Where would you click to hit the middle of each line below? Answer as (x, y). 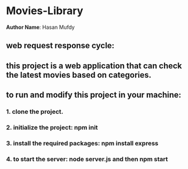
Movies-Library (45, 11)
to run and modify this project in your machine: (94, 95)
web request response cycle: (60, 46)
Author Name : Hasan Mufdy (41, 27)
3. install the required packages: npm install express (82, 143)
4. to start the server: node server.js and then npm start (87, 159)
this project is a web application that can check (94, 66)
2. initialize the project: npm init (52, 127)
